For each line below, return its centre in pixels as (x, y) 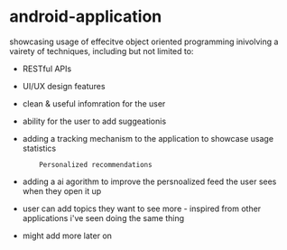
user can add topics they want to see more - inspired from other (142, 208)
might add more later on (67, 236)
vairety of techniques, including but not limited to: (102, 51)
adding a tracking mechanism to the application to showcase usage (148, 138)
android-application (86, 17)
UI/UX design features (64, 86)
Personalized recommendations (96, 164)
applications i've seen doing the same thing (103, 218)
